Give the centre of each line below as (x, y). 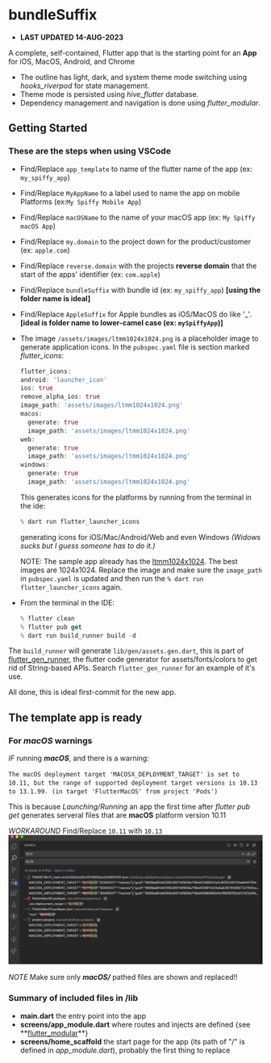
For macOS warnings (50, 740)
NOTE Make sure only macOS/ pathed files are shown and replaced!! (123, 977)
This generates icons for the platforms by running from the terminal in (136, 497)
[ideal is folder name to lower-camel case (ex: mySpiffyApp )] (121, 322)
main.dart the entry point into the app (83, 1015)
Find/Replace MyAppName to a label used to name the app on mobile (130, 193)
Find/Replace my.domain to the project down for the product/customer (135, 241)
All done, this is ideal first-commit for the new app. (92, 693)
